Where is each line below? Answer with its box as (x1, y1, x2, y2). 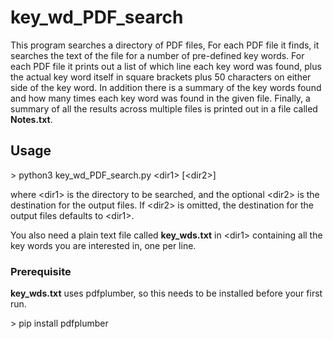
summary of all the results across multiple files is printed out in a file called (10, 102, 318, 115)
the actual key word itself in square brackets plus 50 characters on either (10, 71, 312, 83)
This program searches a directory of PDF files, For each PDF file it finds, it (10, 39, 320, 51)
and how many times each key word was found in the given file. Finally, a (10, 92, 311, 104)
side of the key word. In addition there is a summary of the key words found (10, 81, 322, 93)
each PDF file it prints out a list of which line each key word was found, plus (10, 60, 322, 72)
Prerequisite (10, 264, 72, 278)
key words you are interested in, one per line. (10, 239, 197, 251)
